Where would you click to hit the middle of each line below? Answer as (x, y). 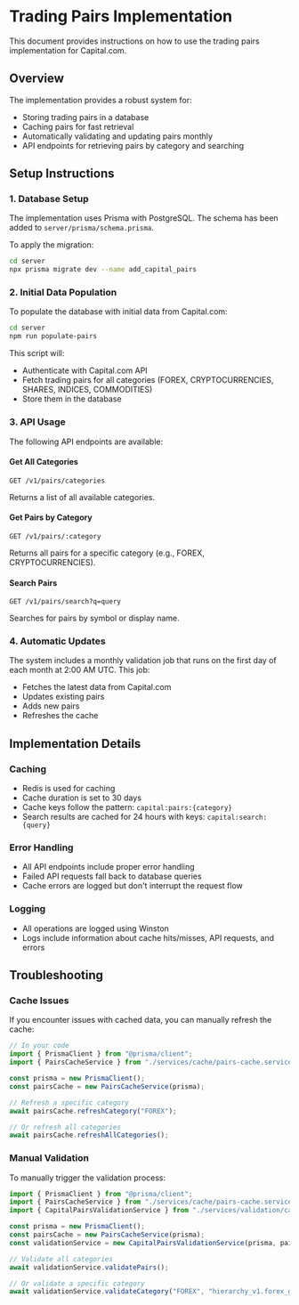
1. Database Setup (49, 199)
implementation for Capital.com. (68, 50)
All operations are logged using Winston (95, 928)
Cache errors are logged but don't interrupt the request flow (132, 886)
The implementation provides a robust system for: (101, 100)
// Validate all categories (61, 1259)
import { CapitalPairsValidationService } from (99, 1211)
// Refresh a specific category (69, 1102)
